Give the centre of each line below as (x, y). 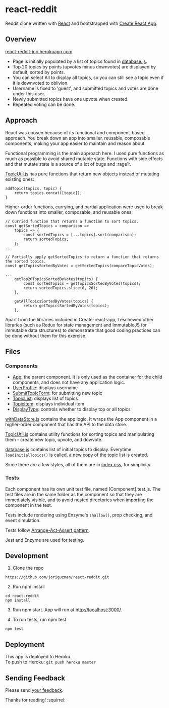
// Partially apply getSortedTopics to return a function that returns (82, 257)
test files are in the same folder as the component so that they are (74, 494)
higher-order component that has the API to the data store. (66, 425)
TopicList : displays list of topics (45, 398)
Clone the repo (28, 568)
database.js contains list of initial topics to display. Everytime (68, 450)
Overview (21, 39)
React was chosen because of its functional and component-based (75, 132)
